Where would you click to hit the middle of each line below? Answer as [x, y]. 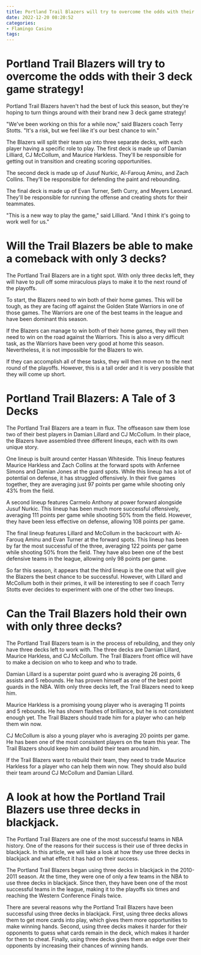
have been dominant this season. [47, 319]
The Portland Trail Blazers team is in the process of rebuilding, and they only [100, 643]
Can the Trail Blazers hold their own [97, 614]
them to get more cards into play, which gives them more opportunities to [97, 920]
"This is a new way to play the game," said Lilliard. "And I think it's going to [98, 215]
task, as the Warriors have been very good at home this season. [85, 343]
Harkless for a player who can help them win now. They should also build [97, 766]
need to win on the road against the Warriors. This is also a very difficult [95, 337]
